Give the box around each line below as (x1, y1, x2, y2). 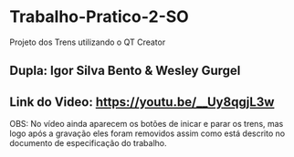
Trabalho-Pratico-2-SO (9, 6, 189, 27)
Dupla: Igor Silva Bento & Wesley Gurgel (9, 63, 241, 78)
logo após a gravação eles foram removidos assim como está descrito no (9, 128, 286, 139)
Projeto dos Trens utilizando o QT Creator (9, 37, 166, 47)
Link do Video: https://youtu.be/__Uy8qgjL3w (9, 94, 275, 110)
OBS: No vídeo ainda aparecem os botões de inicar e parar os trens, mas (9, 119, 284, 130)
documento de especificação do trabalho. (9, 138, 167, 149)
